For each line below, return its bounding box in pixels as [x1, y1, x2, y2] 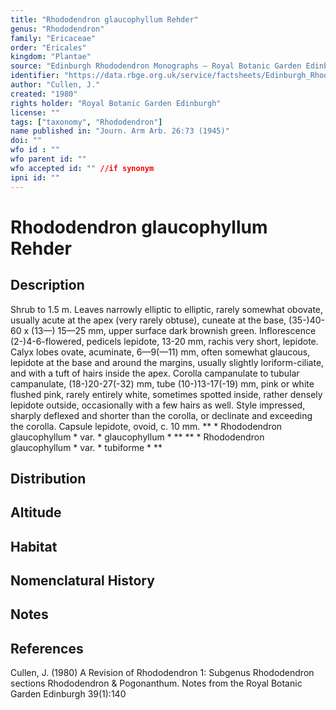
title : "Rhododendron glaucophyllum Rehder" [10, 14, 199, 25]
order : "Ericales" [10, 42, 87, 53]
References [10, 640, 84, 657]
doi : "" [10, 136, 43, 146]
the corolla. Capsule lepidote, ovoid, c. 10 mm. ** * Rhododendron [10, 420, 283, 432]
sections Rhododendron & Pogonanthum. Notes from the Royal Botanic [10, 677, 303, 690]
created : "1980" [10, 89, 78, 99]
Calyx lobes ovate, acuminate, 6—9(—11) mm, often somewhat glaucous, [10, 346, 311, 358]
